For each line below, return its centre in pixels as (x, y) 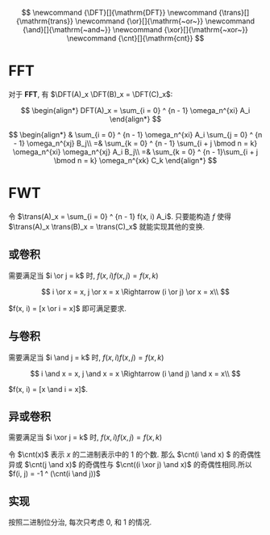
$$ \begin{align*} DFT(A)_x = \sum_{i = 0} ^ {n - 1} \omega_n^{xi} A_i (135, 110)
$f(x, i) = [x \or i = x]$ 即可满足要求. (68, 308)
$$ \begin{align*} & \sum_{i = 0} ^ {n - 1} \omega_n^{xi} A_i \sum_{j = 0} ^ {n (135, 134)
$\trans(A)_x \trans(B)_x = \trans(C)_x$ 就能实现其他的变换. (107, 226)
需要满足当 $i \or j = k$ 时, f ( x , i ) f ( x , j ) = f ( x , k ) (83, 276)
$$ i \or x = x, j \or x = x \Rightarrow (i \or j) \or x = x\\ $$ (135, 292)
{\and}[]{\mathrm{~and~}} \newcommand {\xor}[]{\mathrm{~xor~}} (135, 29)
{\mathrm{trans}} (45, 21)
